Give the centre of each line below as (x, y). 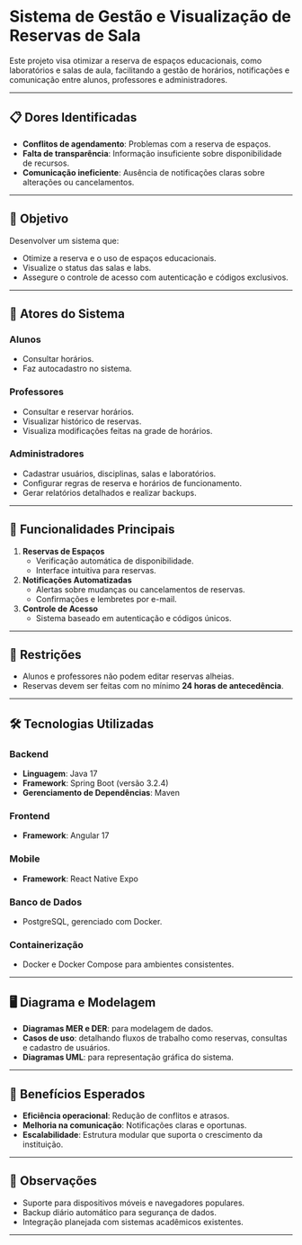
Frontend (30, 816)
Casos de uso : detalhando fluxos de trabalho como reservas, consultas (155, 1038)
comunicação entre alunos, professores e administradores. (118, 79)
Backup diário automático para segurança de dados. (120, 1212)
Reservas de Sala (75, 36)
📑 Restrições (46, 655)
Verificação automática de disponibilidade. (115, 561)
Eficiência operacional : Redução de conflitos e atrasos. (126, 1115)
